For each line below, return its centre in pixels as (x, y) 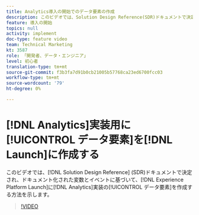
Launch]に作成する (53, 155)
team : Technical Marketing (39, 45)
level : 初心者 (22, 61)
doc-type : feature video (37, 39)
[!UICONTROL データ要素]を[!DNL (89, 140)
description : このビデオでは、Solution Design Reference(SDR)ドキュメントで (96, 17)
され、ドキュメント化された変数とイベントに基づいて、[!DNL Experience (95, 179)
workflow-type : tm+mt (33, 78)
